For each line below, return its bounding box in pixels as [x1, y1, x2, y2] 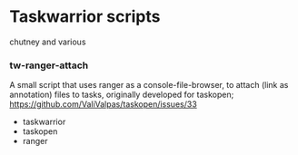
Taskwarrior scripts [9, 6, 161, 27]
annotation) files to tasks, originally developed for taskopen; [9, 89, 234, 101]
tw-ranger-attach [9, 59, 89, 72]
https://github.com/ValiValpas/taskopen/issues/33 [9, 99, 197, 110]
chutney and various [9, 36, 86, 47]
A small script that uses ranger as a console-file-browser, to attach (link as [9, 80, 289, 91]
